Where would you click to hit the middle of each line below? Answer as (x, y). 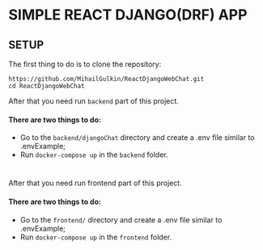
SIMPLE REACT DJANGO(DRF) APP (128, 15)
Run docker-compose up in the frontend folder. (96, 237)
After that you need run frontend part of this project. (95, 183)
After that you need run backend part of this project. (94, 101)
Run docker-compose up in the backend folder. (94, 155)
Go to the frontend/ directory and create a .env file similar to (121, 219)
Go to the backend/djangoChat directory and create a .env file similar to (137, 138)
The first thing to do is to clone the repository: (85, 64)
